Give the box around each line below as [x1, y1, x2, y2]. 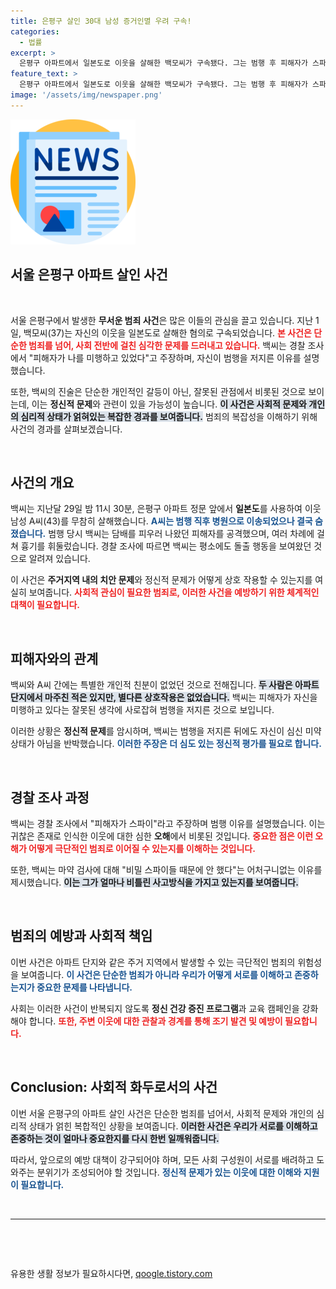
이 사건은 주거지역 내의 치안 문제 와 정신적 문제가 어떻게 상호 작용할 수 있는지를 [10, 574, 313, 586]
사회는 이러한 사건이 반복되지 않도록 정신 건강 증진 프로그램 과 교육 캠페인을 [10, 1002, 300, 1014]
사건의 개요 [10, 474, 75, 491]
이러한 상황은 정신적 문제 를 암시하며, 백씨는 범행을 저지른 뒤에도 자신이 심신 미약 [10, 725, 322, 737]
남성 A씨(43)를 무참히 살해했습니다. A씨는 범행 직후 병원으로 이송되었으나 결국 [10, 515, 313, 527]
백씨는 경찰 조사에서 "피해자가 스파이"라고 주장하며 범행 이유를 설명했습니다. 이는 [10, 818, 326, 829]
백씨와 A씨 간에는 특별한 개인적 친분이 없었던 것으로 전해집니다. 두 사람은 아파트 [10, 679, 320, 691]
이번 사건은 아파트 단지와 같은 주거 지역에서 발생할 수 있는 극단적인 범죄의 [10, 956, 296, 968]
